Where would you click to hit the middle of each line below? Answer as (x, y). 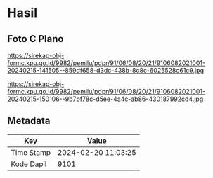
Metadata (29, 121)
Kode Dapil (29, 164)
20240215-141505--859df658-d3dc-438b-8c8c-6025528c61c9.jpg (106, 70)
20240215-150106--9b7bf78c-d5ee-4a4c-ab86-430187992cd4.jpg (105, 99)
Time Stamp (31, 152)
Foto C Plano (35, 39)
